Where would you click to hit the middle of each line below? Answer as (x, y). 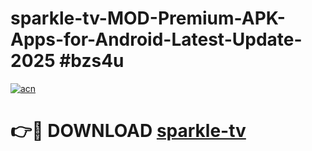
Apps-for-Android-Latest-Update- (156, 39)
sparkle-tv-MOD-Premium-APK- (148, 18)
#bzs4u (92, 61)
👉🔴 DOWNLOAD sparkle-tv (128, 131)
